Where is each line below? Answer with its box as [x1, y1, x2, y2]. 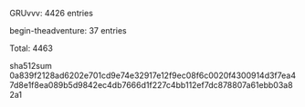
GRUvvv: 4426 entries [9, 8, 94, 18]
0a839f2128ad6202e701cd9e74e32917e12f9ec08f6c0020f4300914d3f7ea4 [9, 70, 297, 81]
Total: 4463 [9, 43, 53, 53]
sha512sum [9, 61, 52, 71]
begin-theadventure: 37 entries [9, 25, 128, 35]
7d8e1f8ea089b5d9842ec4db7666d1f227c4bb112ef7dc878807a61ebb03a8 [9, 80, 294, 90]
